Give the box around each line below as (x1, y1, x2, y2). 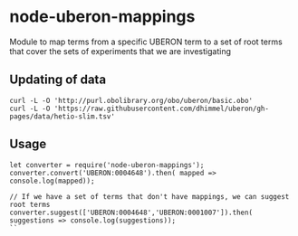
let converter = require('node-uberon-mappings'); (9, 160, 205, 169)
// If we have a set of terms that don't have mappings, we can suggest (9, 192, 290, 201)
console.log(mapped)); (9, 176, 95, 185)
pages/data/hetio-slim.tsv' (9, 111, 116, 121)
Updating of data (9, 72, 107, 88)
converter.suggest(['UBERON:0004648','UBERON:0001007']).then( (9, 208, 254, 217)
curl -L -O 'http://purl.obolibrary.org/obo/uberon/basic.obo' (9, 96, 254, 105)
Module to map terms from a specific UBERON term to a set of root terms (9, 36, 283, 47)
